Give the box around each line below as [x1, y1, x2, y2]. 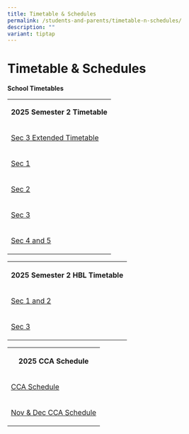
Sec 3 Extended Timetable [11, 133, 99, 143]
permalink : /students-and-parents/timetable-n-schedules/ [7, 17, 182, 24]
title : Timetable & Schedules [7, 10, 97, 18]
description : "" [7, 23, 55, 30]
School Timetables [7, 84, 64, 93]
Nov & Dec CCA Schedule [11, 408, 97, 418]
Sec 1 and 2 [11, 296, 52, 306]
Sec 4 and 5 [11, 235, 52, 245]
